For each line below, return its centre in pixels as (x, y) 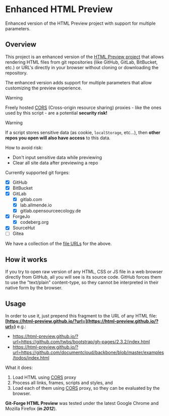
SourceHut (24, 228)
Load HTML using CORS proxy (44, 377)
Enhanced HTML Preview (59, 9)
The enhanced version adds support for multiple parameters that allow (79, 82)
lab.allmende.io (36, 205)
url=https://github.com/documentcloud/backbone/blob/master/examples (88, 352)
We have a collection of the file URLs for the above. (59, 244)
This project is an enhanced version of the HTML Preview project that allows (84, 57)
